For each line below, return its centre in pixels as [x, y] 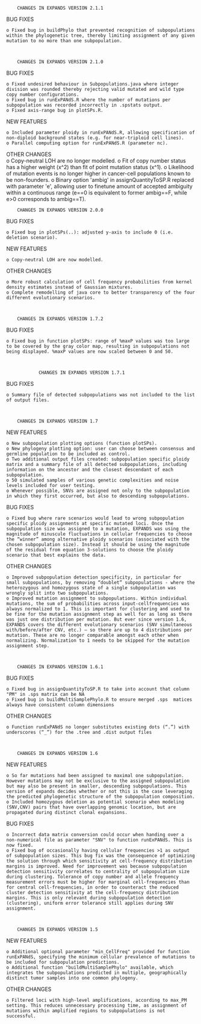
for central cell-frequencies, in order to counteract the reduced [93, 887]
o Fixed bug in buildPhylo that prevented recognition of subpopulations [101, 30]
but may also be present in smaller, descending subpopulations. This [97, 786]
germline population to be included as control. [68, 454]
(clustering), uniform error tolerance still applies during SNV [90, 903]
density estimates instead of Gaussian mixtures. [70, 287]
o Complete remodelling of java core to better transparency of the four [101, 293]
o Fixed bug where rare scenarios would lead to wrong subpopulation [95, 518]
